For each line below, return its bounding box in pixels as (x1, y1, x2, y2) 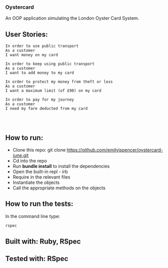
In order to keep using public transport (5, 61, 95, 67)
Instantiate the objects (12, 179, 60, 185)
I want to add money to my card (5, 70, 74, 76)
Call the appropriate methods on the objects (12, 185, 106, 191)
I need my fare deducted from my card (5, 106, 88, 111)
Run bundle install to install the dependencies (12, 163, 110, 169)
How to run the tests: (5, 200, 74, 208)
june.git (12, 152, 29, 158)
